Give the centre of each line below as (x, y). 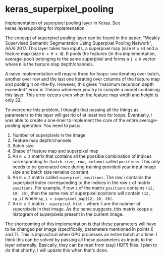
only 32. (14, 100)
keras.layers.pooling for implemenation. (45, 28)
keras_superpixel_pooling (59, 9)
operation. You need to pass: (51, 126)
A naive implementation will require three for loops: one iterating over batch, (83, 73)
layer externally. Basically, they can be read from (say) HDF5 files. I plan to (81, 245)
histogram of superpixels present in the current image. (68, 214)
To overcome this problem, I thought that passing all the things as (72, 110)
